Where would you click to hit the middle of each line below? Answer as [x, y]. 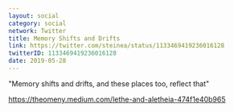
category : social [37, 23]
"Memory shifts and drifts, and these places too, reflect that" [109, 83]
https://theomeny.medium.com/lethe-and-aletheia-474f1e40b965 [117, 99]
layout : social [34, 16]
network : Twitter [37, 31]
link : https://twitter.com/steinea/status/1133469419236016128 [117, 46]
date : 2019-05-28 [37, 61]
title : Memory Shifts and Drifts [64, 38]
